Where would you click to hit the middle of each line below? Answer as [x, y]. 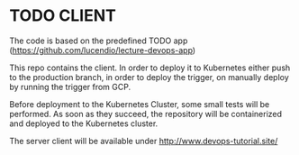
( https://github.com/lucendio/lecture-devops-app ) [103, 50]
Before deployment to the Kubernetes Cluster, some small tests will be [140, 104]
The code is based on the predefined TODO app [99, 41]
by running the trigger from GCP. [70, 87]
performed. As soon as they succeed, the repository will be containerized [145, 114]
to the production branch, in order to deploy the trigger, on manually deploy [149, 77]
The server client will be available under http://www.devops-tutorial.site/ [144, 141]
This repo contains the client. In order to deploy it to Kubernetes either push [150, 68]
